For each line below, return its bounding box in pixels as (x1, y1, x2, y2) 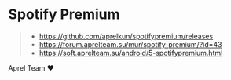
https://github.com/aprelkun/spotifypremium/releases (38, 31, 214, 41)
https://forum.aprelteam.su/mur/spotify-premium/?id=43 (38, 39, 222, 49)
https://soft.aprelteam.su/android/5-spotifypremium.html (38, 48, 223, 57)
